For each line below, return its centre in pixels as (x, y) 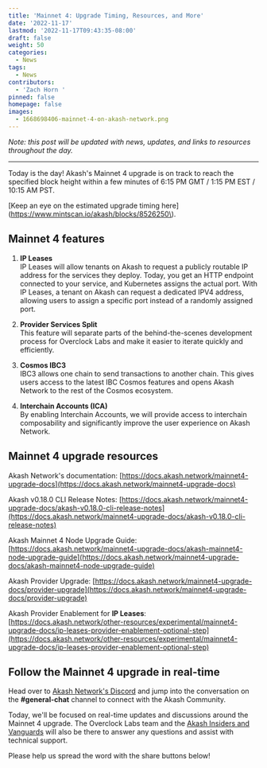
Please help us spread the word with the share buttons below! (109, 756)
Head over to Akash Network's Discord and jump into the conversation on (129, 691)
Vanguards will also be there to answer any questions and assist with (121, 732)
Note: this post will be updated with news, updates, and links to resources (130, 142)
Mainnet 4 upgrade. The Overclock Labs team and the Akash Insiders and (129, 723)
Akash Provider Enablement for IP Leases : (77, 613)
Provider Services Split (58, 324)
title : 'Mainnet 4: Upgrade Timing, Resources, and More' (106, 16)
